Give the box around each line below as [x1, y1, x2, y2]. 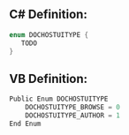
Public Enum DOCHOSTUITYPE [9, 94, 109, 104]
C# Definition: [9, 7, 88, 22]
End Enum [9, 119, 42, 128]
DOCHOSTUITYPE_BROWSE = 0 [25, 103, 121, 112]
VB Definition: [9, 71, 88, 86]
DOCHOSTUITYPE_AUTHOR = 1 [25, 111, 121, 120]
